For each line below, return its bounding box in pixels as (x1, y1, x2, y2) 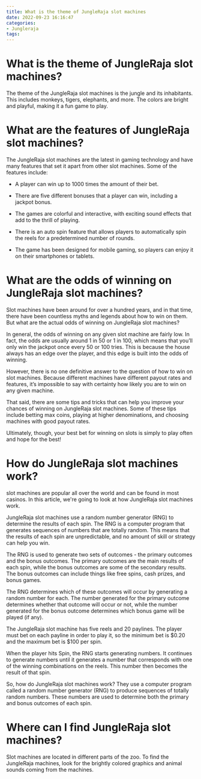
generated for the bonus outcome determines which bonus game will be (6, 607, 185, 614)
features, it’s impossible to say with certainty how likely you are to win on (6, 380, 187, 387)
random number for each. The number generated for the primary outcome (6, 594, 190, 601)
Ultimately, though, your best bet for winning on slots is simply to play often (6, 429, 193, 436)
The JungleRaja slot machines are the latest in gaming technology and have (6, 156, 193, 163)
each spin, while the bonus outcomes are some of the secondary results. (6, 563, 187, 571)
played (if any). (6, 613, 44, 620)
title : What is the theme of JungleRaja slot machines (6, 8, 146, 15)
